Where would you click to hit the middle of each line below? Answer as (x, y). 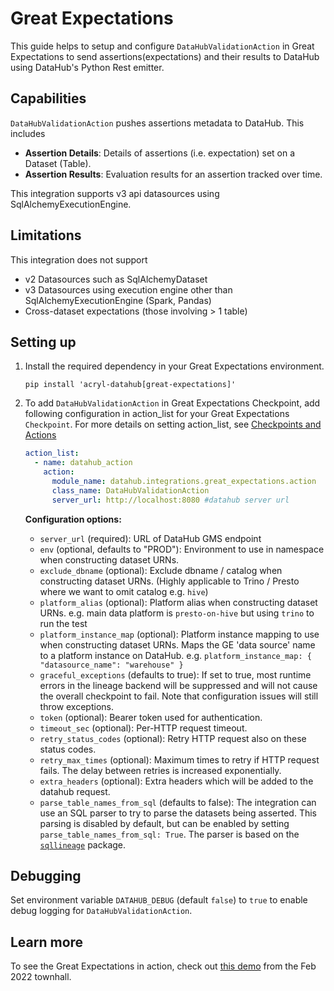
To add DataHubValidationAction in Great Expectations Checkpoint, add (172, 403)
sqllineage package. (83, 844)
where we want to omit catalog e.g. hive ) (124, 591)
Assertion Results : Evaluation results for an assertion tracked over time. (173, 174)
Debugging (46, 876)
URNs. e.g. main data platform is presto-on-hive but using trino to (177, 613)
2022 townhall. (41, 977)
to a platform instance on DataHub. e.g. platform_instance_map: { (175, 655)
